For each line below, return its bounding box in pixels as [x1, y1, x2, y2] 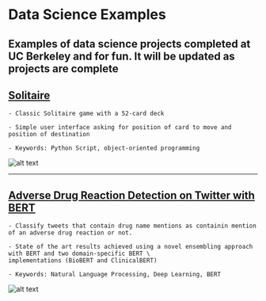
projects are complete [8, 62, 119, 75]
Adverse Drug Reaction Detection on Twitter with [8, 189, 256, 202]
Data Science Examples [8, 6, 166, 24]
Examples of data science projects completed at [8, 37, 251, 51]
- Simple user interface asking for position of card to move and [8, 124, 232, 131]
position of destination [8, 131, 90, 139]
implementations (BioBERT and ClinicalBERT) [8, 257, 158, 265]
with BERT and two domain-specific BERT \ [8, 250, 150, 258]
